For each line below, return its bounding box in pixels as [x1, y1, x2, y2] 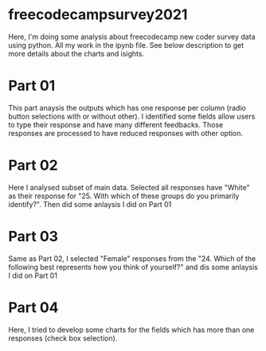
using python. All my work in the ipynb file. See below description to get [8, 40, 244, 49]
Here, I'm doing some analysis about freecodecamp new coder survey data [8, 32, 256, 41]
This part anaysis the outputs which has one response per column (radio [8, 103, 247, 112]
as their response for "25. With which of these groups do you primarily [8, 191, 240, 201]
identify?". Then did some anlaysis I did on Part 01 [8, 199, 172, 209]
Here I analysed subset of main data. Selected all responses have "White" [8, 182, 250, 192]
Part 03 [8, 228, 58, 245]
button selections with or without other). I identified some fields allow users [8, 111, 256, 121]
